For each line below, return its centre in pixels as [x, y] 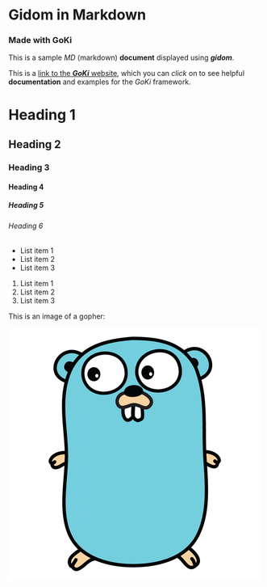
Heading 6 [26, 226]
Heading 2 [35, 144]
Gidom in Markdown [77, 15]
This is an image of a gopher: [57, 316]
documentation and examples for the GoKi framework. [100, 82]
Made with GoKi [40, 40]
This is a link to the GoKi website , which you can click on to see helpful [126, 74]
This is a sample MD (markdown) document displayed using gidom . [121, 57]
